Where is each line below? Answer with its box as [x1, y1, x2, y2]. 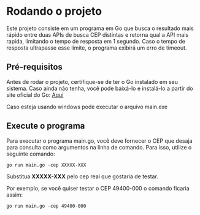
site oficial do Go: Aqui [6, 91, 64, 99]
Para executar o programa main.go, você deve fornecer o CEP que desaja [6, 137, 193, 145]
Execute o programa [6, 121, 85, 131]
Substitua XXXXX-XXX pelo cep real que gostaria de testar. [6, 173, 158, 180]
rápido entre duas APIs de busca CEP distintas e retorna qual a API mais [6, 31, 189, 38]
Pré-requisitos [6, 62, 63, 72]
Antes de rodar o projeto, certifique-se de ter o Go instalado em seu [6, 78, 178, 85]
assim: [6, 191, 23, 198]
